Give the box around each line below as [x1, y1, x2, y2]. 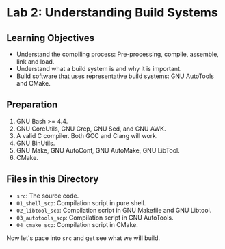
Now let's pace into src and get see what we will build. [6, 234, 161, 242]
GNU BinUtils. [16, 139, 55, 147]
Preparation [6, 99, 58, 111]
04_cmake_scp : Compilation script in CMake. [16, 220, 138, 228]
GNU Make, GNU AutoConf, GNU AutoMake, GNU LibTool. [16, 146, 180, 155]
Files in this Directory [6, 173, 99, 185]
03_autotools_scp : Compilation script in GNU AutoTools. [16, 213, 174, 222]
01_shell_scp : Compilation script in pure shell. [16, 198, 146, 207]
